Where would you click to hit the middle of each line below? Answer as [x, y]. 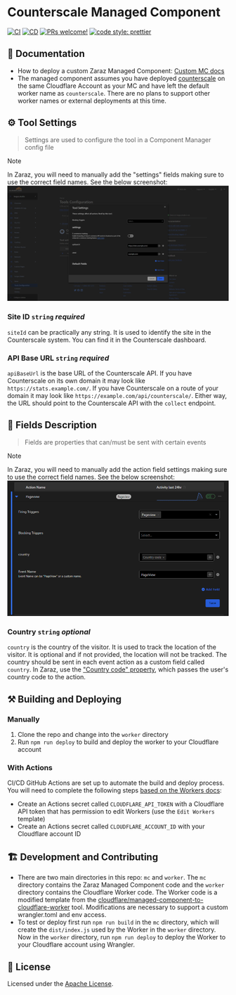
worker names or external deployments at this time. [92, 101]
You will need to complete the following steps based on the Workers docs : [115, 790]
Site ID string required [46, 317]
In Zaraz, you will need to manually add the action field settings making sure [117, 469]
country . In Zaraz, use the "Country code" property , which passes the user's [118, 669]
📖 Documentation [46, 54]
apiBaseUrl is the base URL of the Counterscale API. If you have [100, 373]
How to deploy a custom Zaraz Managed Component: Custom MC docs [121, 70]
